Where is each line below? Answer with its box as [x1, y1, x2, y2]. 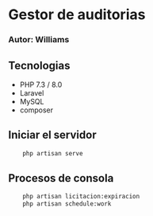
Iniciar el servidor [8, 128, 97, 142]
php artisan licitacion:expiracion [22, 193, 140, 201]
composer [19, 105, 54, 115]
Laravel [19, 88, 44, 97]
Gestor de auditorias [8, 6, 146, 24]
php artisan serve [22, 149, 83, 157]
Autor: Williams [8, 34, 70, 45]
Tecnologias [8, 58, 71, 73]
